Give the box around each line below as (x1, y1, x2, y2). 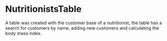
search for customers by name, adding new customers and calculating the (5, 25, 159, 31)
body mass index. (5, 30, 42, 36)
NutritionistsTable (5, 3, 82, 15)
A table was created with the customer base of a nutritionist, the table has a (5, 20, 162, 26)
